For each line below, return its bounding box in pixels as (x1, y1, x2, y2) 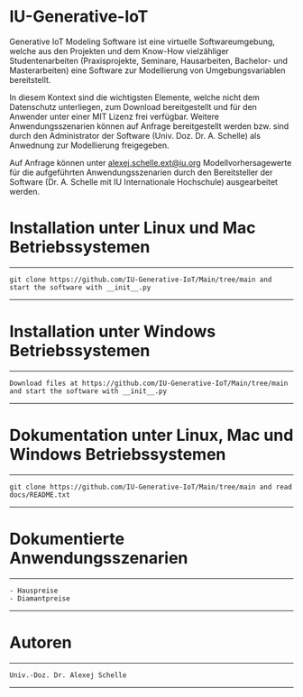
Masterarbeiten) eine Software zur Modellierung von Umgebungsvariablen (9, 65, 286, 76)
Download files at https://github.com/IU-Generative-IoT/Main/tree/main (9, 379, 289, 388)
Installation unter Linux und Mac (9, 218, 256, 238)
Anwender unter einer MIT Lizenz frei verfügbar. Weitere (9, 111, 219, 122)
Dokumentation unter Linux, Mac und (9, 426, 294, 445)
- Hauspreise (9, 586, 59, 595)
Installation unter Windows (9, 322, 216, 342)
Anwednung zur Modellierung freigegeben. (9, 140, 170, 151)
